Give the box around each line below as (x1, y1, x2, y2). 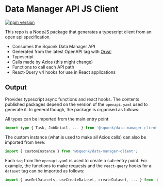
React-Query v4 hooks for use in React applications (12, 69, 115, 75)
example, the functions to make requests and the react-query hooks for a (5, 163, 152, 169)
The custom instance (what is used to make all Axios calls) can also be (5, 134, 147, 140)
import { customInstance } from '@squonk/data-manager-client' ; (5, 149, 138, 153)
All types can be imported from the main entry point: (5, 116, 110, 122)
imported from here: (5, 139, 45, 145)
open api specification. (5, 34, 51, 40)
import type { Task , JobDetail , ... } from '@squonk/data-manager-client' (5, 125, 160, 130)
